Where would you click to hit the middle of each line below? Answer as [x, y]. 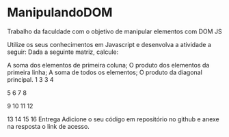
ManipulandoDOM [60, 13]
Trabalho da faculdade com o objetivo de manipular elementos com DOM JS [114, 31]
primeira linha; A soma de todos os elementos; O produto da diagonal [105, 72]
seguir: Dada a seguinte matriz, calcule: [63, 52]
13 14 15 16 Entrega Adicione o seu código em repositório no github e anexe [113, 119]
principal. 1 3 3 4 [30, 79]
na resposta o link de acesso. [49, 126]
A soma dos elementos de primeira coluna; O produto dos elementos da [108, 65]
